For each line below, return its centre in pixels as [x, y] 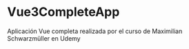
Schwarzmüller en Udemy [44, 38]
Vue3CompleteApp [63, 12]
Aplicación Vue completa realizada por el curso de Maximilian [95, 31]
